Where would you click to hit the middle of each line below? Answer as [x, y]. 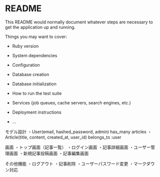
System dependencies [35, 55]
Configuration [26, 65]
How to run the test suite [37, 93]
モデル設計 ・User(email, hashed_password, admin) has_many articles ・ [79, 132]
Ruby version [25, 46]
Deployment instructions [37, 112]
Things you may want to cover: [36, 37]
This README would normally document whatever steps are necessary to [79, 22]
